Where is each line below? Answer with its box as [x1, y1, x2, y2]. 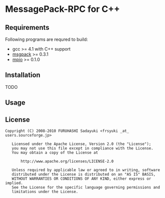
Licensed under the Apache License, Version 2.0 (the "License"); [11, 141, 152, 147]
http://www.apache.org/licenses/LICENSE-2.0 [20, 159, 114, 164]
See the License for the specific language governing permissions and [11, 185, 161, 190]
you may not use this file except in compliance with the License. [11, 146, 154, 151]
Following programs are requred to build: [5, 36, 88, 42]
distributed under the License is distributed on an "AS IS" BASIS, [11, 172, 156, 177]
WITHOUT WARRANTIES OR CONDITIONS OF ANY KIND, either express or [11, 176, 152, 182]
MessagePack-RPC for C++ [5, 3, 120, 15]
